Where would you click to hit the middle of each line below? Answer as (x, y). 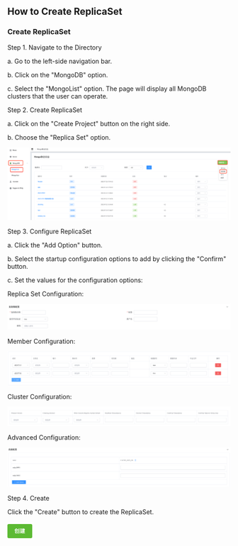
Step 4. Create (28, 498)
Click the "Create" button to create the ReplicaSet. (81, 512)
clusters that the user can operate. (58, 96)
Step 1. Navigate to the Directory (55, 47)
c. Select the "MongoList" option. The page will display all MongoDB (107, 89)
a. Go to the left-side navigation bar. (60, 61)
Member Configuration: (41, 341)
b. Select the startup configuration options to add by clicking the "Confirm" (117, 259)
